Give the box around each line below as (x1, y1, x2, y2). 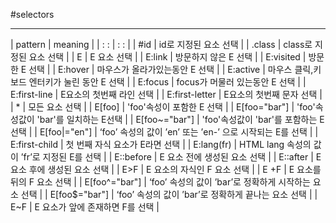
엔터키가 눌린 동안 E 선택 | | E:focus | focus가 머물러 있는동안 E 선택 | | (28, 76, 307, 88)
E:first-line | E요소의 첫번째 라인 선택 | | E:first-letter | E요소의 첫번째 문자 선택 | (10, 89, 323, 100)
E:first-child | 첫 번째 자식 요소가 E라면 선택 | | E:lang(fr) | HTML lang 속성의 (10, 139, 312, 150)
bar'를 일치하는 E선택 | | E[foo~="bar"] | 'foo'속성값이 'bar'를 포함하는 (39, 114, 318, 125)
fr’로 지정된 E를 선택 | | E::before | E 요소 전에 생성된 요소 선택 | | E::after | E (23, 151, 322, 163)
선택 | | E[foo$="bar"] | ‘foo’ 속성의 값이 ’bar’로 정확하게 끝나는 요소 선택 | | (20, 189, 318, 200)
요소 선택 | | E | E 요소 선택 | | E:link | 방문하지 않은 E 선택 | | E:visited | (28, 51, 307, 63)
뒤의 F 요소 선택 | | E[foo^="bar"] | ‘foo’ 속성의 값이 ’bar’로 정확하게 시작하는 (10, 176, 311, 188)
